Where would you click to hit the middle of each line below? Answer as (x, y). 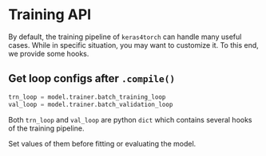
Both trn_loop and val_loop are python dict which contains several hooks (131, 119)
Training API (50, 15)
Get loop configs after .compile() (92, 78)
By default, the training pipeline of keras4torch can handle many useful (125, 37)
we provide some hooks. (49, 53)
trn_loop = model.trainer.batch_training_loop (87, 97)
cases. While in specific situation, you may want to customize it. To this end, (134, 45)
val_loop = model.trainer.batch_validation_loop (91, 104)
